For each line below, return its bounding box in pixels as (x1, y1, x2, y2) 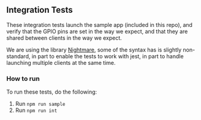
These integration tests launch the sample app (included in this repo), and (6, 21, 193, 28)
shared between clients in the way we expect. (6, 34, 123, 42)
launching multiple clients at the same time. (6, 59, 116, 66)
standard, (6, 52, 31, 60)
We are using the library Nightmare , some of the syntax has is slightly (6, 46, 182, 53)
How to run (6, 74, 40, 83)
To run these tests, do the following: (6, 88, 97, 96)
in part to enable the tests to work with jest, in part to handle (31, 52, 184, 60)
